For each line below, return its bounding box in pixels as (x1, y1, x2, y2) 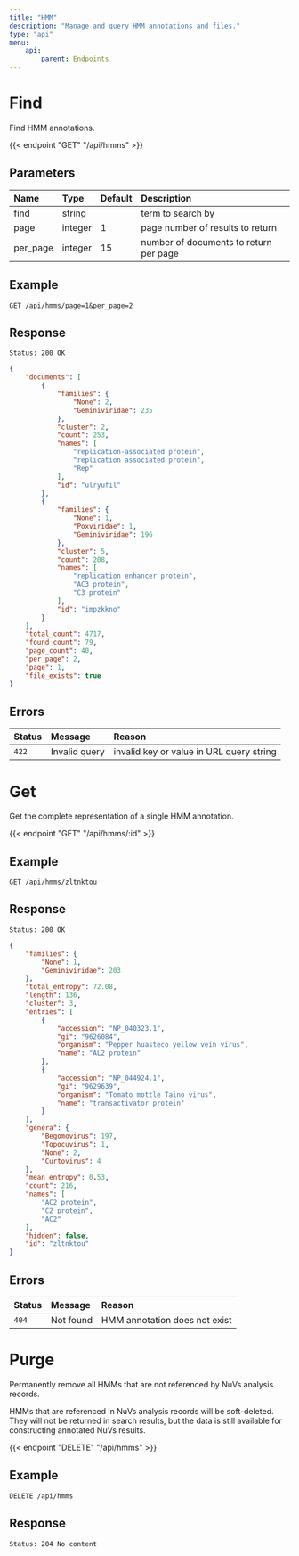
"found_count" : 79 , (25, 638, 98, 647)
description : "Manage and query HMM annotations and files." (9, 21, 241, 30)
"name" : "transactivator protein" (56, 1099, 185, 1107)
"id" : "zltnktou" (25, 1239, 90, 1248)
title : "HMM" (9, 12, 58, 22)
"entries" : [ (25, 1007, 74, 1017)
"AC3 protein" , (72, 580, 129, 589)
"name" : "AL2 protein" (56, 1049, 141, 1058)
